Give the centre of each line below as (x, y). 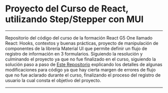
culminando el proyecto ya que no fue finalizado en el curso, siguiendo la (80, 59)
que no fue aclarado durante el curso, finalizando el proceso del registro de (83, 75)
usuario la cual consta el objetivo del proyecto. (53, 80)
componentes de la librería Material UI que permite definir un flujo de (76, 48)
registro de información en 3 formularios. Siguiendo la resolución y (74, 53)
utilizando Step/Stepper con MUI (74, 19)
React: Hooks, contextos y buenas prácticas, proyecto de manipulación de (82, 43)
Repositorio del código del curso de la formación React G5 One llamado (79, 37)
